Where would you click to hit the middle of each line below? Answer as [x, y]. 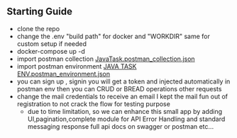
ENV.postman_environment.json [64, 74]
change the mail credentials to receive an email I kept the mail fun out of [122, 96]
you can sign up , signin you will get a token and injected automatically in [123, 81]
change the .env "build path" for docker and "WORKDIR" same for [114, 36]
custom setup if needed [51, 44]
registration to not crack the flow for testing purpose [94, 104]
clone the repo [38, 28]
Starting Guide [39, 12]
